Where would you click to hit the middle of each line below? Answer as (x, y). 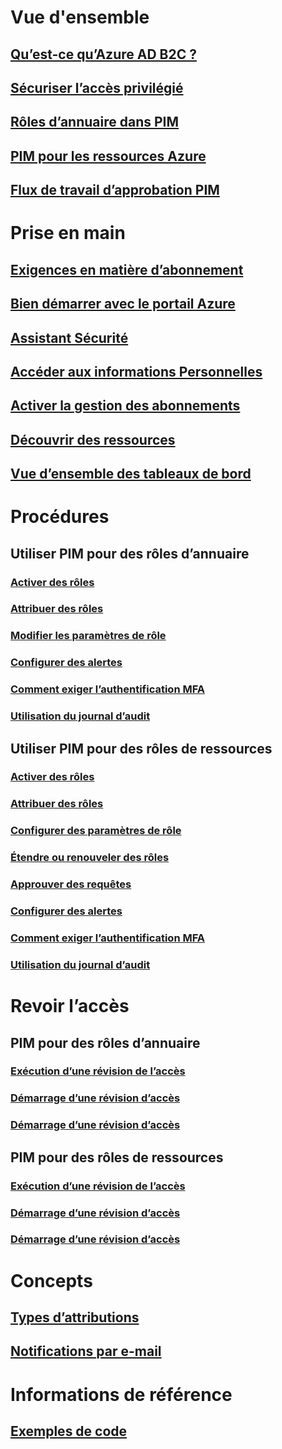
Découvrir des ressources (93, 439)
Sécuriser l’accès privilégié (97, 87)
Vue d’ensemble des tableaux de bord (131, 474)
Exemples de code (69, 1431)
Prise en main (68, 233)
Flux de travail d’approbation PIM (115, 190)
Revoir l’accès (70, 1006)
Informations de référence (121, 1394)
